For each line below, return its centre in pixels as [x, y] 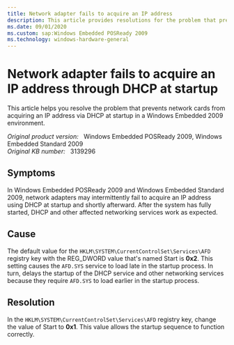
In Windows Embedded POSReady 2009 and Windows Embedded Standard [116, 190]
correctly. [21, 334]
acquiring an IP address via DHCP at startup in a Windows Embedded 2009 [115, 116]
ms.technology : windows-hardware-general [68, 40]
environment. [26, 123]
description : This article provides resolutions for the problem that [112, 20]
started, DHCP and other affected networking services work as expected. [112, 212]
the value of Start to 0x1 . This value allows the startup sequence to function [116, 327]
